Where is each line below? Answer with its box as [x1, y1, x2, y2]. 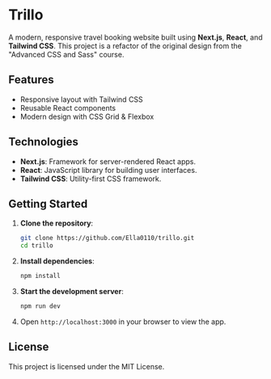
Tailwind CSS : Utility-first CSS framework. [19, 174, 162, 183]
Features [8, 73, 54, 86]
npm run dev [19, 302, 61, 310]
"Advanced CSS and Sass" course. [8, 49, 125, 59]
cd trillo [19, 242, 54, 250]
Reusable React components [19, 103, 116, 112]
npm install [19, 272, 61, 280]
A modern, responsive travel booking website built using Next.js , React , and [8, 32, 263, 42]
